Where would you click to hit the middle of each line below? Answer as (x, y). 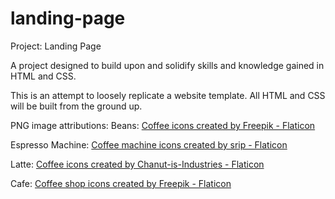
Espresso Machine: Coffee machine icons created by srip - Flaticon (149, 144)
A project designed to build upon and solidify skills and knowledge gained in (167, 65)
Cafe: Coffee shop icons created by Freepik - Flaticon (121, 183)
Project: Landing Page (56, 46)
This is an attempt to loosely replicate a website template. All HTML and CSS (168, 95)
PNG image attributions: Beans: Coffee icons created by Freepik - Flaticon (163, 125)
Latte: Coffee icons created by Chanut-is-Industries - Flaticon (137, 164)
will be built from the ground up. (76, 106)
